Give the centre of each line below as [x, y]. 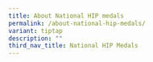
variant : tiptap [35, 31]
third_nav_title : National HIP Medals [73, 46]
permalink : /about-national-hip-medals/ [77, 23]
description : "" [35, 38]
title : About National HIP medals [66, 16]
